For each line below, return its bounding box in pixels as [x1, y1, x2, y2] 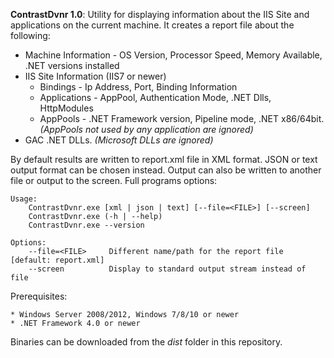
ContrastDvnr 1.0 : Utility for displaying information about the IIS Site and [10, 9, 310, 20]
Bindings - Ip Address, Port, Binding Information [39, 81, 238, 93]
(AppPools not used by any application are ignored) [39, 124, 254, 135]
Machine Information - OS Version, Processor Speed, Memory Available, [24, 49, 323, 61]
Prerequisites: [10, 290, 68, 302]
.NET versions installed [24, 60, 120, 71]
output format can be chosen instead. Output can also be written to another [10, 164, 322, 176]
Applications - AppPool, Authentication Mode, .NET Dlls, [39, 92, 272, 103]
